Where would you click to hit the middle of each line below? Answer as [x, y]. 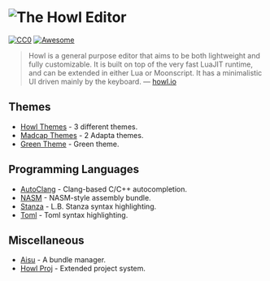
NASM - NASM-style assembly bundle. [86, 197]
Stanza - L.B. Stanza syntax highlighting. [88, 206]
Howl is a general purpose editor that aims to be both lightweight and [144, 55]
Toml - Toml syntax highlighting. [74, 214]
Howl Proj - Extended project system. [83, 269]
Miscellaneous [46, 240]
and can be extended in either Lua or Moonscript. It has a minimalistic [145, 72]
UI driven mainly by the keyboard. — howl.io [102, 81]
